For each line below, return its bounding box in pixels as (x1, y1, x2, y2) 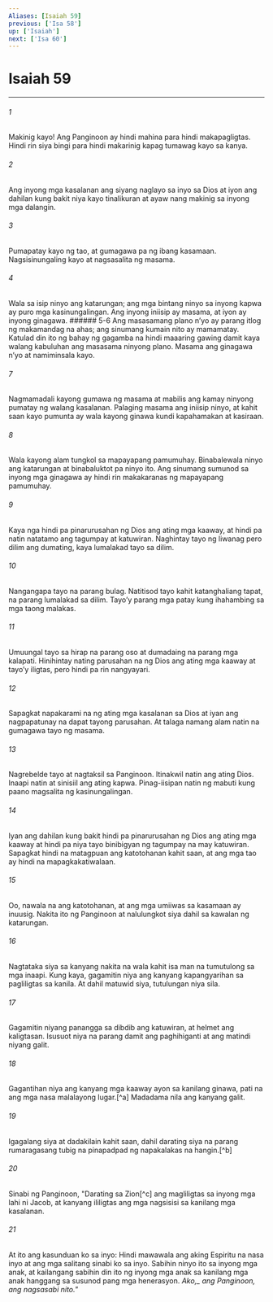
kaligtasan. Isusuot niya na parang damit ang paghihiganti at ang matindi (8, 1031, 251, 1042)
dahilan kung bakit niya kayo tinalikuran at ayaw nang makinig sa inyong (8, 193, 250, 203)
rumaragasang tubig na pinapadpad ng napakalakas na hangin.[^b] (8, 1145, 233, 1155)
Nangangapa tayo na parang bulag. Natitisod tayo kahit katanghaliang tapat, (8, 586, 263, 596)
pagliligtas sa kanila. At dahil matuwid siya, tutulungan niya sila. (8, 979, 221, 989)
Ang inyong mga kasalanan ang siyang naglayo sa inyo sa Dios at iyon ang (8, 185, 258, 194)
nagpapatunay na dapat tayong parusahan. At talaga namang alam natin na (8, 717, 260, 727)
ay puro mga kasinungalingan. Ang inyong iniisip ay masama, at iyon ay (8, 307, 247, 317)
